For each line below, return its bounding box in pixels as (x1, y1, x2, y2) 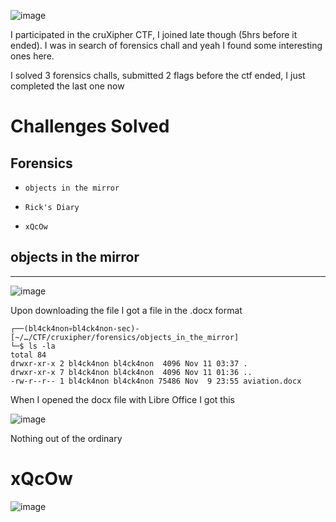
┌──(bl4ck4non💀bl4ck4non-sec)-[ (10, 323, 140, 334)
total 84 (10, 350, 47, 360)
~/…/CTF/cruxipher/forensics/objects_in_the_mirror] (10, 332, 240, 342)
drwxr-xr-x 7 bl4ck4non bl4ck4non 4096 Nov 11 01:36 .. (10, 367, 253, 377)
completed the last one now (10, 80, 125, 92)
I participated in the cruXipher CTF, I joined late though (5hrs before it (10, 29, 298, 40)
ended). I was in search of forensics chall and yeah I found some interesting (10, 40, 323, 51)
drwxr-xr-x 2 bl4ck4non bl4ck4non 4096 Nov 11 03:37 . (10, 358, 248, 369)
